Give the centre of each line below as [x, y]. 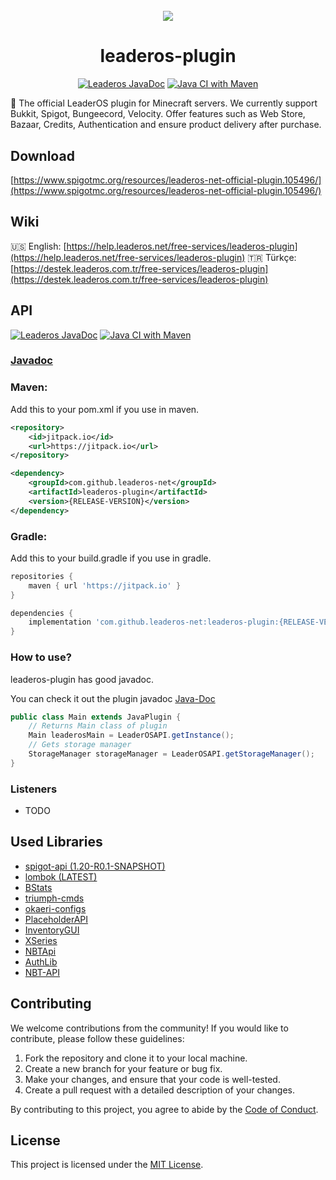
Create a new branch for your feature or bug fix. [123, 1068]
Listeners [34, 789]
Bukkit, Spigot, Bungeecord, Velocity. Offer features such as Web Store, [158, 114]
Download [42, 155]
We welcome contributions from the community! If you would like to [149, 1028]
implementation [60, 622]
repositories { [42, 576]
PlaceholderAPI [56, 919]
